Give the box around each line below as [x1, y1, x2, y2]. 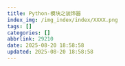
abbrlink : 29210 [7, 36, 54, 43]
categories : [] [7, 29, 51, 36]
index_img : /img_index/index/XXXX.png [7, 16, 118, 23]
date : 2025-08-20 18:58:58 [7, 42, 84, 49]
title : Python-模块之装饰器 [7, 10, 81, 17]
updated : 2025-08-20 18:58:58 [7, 49, 94, 56]
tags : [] [7, 23, 32, 30]
